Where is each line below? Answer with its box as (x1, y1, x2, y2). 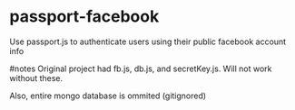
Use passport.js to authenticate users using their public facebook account (9, 36, 287, 47)
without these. (9, 72, 64, 83)
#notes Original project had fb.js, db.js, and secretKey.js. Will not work (9, 63, 272, 74)
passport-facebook (9, 6, 160, 27)
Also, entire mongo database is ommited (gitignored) (9, 90, 207, 101)
